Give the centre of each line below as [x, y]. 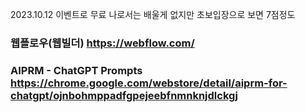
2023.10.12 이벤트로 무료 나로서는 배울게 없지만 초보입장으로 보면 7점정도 [153, 14]
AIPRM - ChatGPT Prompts [76, 70]
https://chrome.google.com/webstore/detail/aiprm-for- [149, 83]
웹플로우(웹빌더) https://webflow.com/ [102, 43]
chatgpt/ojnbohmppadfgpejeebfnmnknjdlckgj [124, 95]
